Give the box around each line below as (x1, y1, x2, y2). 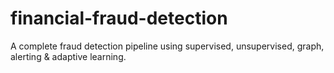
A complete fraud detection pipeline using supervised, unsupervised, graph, (10, 40, 325, 52)
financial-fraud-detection (10, 7, 228, 30)
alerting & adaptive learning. (10, 50, 127, 62)
